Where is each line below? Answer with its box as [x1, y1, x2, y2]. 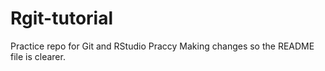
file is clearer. [10, 50, 66, 62]
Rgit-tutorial [10, 7, 114, 30]
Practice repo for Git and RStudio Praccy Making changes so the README [10, 40, 315, 52]
